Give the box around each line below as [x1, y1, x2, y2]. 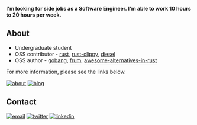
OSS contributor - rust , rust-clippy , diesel [14, 50, 115, 57]
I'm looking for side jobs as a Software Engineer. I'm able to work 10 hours [6, 5, 191, 12]
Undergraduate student [14, 44, 72, 51]
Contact [6, 97, 37, 107]
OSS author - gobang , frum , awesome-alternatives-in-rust [14, 56, 157, 64]
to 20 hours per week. [6, 11, 62, 18]
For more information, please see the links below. [6, 68, 126, 75]
